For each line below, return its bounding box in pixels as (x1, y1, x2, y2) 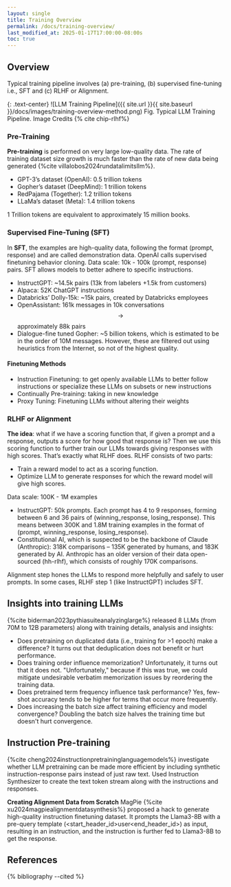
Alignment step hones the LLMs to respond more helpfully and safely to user (7, 571, 224, 579)
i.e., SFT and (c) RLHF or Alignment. (7, 87, 109, 95)
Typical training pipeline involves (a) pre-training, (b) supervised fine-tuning (7, 79, 222, 87)
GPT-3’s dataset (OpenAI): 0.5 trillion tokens (16, 175, 142, 184)
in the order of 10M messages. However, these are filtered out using (16, 336, 210, 344)
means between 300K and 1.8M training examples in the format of (16, 521, 205, 529)
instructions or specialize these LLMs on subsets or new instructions (16, 382, 212, 391)
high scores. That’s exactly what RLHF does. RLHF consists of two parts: (7, 452, 213, 460)
